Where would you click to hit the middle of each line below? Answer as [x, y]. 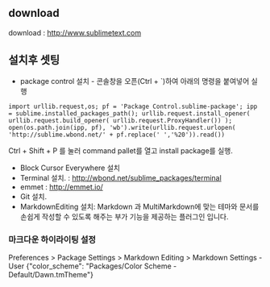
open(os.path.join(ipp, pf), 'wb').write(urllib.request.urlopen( [122, 127]
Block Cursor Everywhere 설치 [70, 168]
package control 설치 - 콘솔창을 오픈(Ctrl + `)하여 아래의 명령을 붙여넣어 [135, 81]
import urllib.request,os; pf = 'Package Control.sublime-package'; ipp [133, 106]
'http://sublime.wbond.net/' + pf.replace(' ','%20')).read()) [117, 135]
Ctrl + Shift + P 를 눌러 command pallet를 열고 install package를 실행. [121, 150]
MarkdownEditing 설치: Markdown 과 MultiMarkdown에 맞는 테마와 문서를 [139, 206]
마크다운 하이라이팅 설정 [52, 239]
